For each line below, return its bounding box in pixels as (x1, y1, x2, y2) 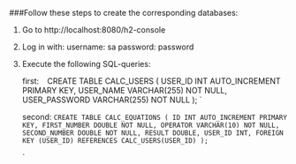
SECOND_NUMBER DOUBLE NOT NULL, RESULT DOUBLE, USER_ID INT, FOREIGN (21, 129, 285, 138)
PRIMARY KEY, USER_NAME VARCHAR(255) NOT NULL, (21, 86, 228, 95)
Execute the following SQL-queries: (21, 59, 151, 69)
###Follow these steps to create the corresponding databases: (9, 8, 239, 18)
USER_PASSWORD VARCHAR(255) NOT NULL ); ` (21, 94, 202, 105)
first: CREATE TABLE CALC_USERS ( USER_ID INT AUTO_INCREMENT (21, 76, 281, 86)
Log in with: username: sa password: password (21, 41, 194, 52)
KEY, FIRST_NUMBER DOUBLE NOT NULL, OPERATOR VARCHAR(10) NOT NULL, (21, 121, 280, 130)
